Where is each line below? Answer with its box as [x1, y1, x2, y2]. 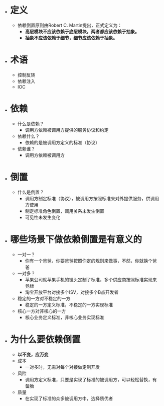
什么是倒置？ [17, 189, 44, 195]
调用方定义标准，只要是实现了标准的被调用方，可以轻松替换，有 [25, 376, 157, 382]
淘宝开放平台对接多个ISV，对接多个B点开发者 [25, 289, 119, 295]
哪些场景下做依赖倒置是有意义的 [10, 233, 142, 245]
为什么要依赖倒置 [10, 334, 81, 345]
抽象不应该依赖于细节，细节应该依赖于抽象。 [25, 35, 118, 41]
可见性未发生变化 [25, 214, 61, 220]
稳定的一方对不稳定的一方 [17, 295, 71, 301]
